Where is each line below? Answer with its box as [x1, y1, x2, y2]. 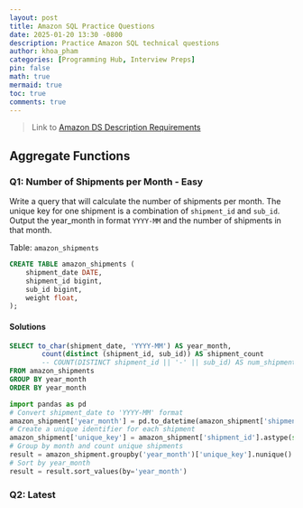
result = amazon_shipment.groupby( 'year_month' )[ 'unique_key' [9, 450, 248, 459]
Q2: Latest [9, 488, 56, 501]
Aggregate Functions [9, 148, 131, 164]
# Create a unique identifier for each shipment [9, 425, 196, 434]
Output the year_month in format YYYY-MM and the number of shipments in [9, 215, 282, 226]
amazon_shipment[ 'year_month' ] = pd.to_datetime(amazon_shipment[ [9, 417, 264, 426]
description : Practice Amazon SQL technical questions [9, 38, 220, 48]
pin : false [9, 64, 50, 73]
